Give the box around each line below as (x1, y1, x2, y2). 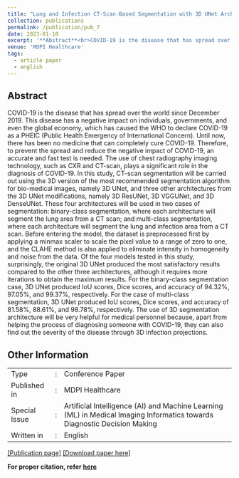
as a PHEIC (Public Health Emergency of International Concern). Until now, (7, 131, 226, 140)
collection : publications (7, 17, 84, 24)
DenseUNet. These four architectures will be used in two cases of (7, 199, 201, 208)
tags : (7, 51, 23, 58)
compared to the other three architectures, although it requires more (7, 268, 208, 276)
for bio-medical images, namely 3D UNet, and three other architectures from (7, 185, 232, 193)
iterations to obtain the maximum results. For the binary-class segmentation (7, 275, 229, 284)
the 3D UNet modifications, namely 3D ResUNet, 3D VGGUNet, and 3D (7, 192, 215, 200)
